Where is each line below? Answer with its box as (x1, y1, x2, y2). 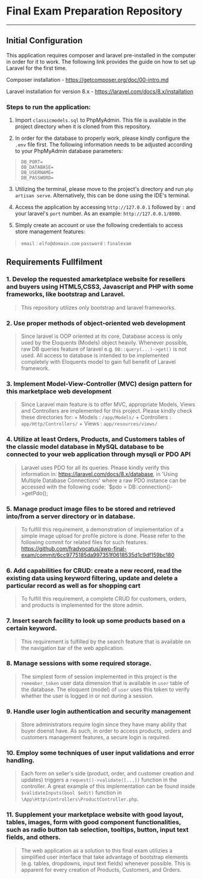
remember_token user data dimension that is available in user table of (20, 679, 189, 686)
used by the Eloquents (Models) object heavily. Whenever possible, (20, 339, 188, 346)
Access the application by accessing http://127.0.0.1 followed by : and (14, 204, 196, 211)
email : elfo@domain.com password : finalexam (20, 240, 132, 247)
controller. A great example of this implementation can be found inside (20, 783, 195, 790)
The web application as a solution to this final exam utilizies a (20, 846, 173, 854)
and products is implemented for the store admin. (20, 601, 144, 609)
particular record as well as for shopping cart (6, 581, 141, 590)
